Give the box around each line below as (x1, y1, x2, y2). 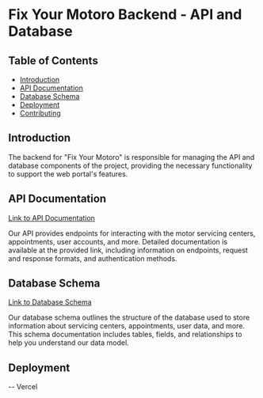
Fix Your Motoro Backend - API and (8, 6, 242, 24)
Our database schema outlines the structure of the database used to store (8, 313, 250, 322)
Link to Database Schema (8, 298, 93, 307)
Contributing (19, 108, 61, 118)
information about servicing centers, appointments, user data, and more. (8, 321, 246, 331)
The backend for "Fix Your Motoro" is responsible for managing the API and (8, 152, 255, 161)
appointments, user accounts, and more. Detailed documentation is (8, 237, 228, 246)
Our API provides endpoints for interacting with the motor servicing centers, (8, 228, 256, 238)
